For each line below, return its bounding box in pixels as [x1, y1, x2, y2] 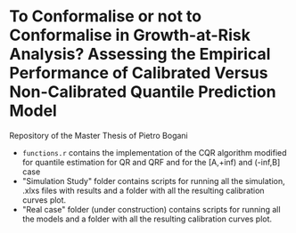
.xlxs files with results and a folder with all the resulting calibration [21, 185, 265, 196]
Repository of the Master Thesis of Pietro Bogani [9, 130, 189, 141]
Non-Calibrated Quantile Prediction [9, 82, 276, 102]
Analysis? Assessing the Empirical [9, 44, 271, 64]
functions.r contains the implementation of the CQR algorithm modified [21, 147, 287, 157]
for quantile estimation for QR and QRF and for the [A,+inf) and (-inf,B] [21, 157, 281, 167]
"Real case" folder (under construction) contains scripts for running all [21, 204, 281, 214]
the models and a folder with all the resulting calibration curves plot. [21, 213, 273, 224]
